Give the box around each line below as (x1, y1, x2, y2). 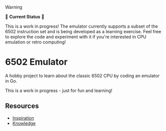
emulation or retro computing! (5, 39, 66, 45)
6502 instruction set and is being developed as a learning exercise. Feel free (5, 29, 162, 34)
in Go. (5, 78, 17, 84)
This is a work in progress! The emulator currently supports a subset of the (5, 23, 159, 29)
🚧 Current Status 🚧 (5, 14, 45, 19)
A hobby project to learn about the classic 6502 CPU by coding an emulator (5, 73, 160, 79)
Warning (5, 4, 22, 10)
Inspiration (12, 115, 34, 121)
